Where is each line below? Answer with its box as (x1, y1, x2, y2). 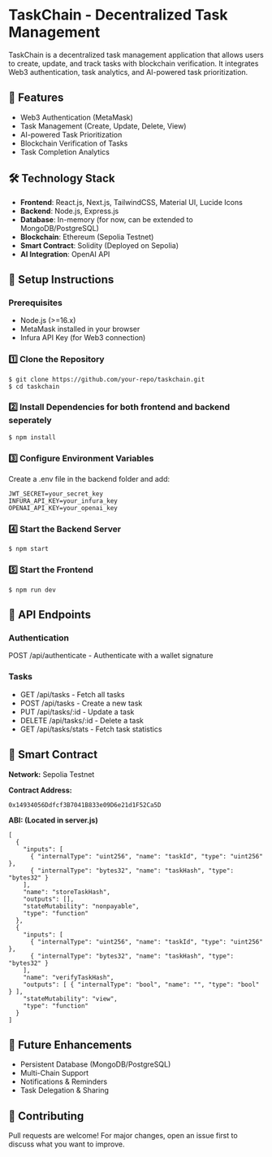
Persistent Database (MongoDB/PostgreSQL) (19, 1059, 171, 1069)
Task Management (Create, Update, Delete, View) (19, 120, 187, 131)
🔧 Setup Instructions (8, 273, 114, 286)
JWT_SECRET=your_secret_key (8, 490, 104, 498)
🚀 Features (8, 91, 64, 105)
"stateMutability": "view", (23, 994, 118, 1002)
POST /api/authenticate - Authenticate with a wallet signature (8, 651, 214, 661)
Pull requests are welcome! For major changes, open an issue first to (8, 1131, 238, 1141)
